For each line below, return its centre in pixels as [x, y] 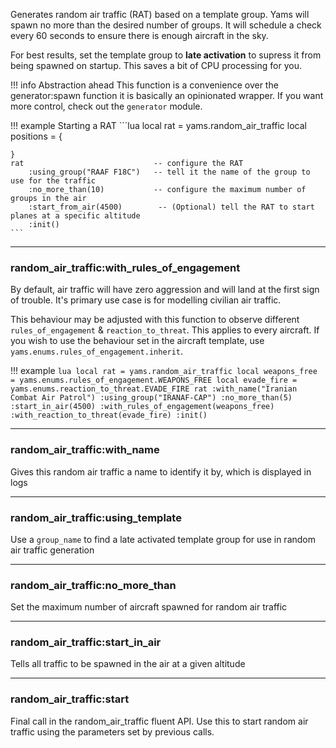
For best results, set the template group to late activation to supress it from [166, 55]
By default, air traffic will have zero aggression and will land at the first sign [165, 290]
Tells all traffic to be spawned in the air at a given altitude [128, 664]
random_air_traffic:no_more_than [93, 585]
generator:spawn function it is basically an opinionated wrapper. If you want [167, 95]
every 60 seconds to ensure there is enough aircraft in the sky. [139, 35]
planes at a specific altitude [75, 216]
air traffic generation [52, 550]
